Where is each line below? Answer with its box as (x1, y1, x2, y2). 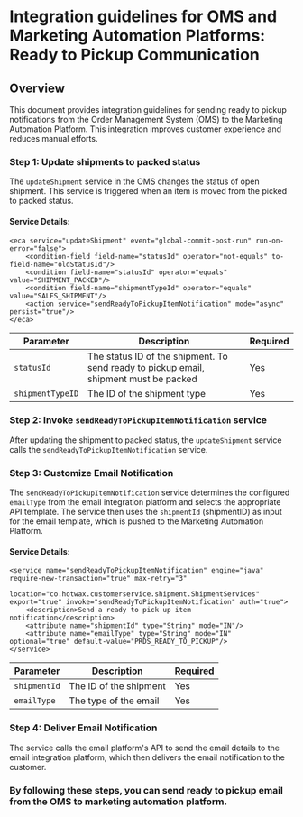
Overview (9, 80, 66, 96)
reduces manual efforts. (9, 133, 98, 143)
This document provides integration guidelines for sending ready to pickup (9, 105, 287, 115)
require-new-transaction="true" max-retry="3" (9, 574, 188, 583)
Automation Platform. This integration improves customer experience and (9, 124, 282, 134)
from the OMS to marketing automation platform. (9, 795, 228, 808)
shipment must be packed (87, 372, 197, 385)
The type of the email (69, 694, 160, 707)
